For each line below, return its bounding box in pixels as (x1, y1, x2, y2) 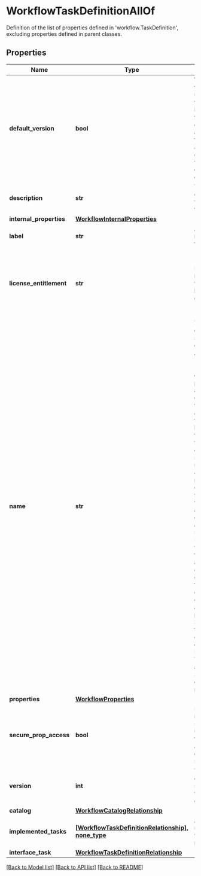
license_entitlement (9, 279, 67, 287)
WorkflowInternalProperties (75, 214, 157, 223)
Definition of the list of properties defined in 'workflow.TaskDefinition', (6, 24, 179, 31)
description (9, 193, 43, 202)
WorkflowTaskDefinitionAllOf (6, 4, 156, 18)
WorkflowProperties (75, 695, 135, 703)
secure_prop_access (9, 731, 70, 739)
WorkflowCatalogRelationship (75, 806, 163, 814)
